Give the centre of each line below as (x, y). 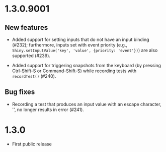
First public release (32, 144)
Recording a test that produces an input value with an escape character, (87, 104)
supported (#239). (31, 56)
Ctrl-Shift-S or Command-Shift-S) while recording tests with (74, 71)
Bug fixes (20, 92)
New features (26, 28)
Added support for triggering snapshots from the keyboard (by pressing (87, 65)
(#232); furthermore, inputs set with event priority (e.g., (70, 45)
